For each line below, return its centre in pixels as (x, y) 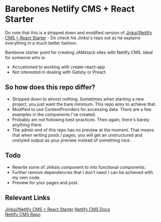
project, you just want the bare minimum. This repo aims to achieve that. (84, 104)
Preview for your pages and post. (45, 182)
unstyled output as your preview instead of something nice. (71, 140)
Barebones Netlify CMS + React (70, 9)
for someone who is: (25, 57)
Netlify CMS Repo (23, 215)
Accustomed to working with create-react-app (58, 67)
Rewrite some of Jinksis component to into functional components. (79, 167)
